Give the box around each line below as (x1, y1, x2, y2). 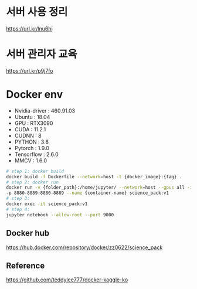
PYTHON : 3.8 (14, 138, 49, 145)
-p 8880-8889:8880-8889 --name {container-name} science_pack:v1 (6, 190, 169, 196)
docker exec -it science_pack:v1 (6, 201, 88, 207)
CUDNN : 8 (14, 132, 42, 139)
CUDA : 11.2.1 (14, 125, 46, 132)
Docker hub (6, 228, 50, 238)
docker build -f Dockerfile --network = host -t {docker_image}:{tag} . (6, 174, 182, 179)
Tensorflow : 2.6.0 (14, 151, 59, 158)
